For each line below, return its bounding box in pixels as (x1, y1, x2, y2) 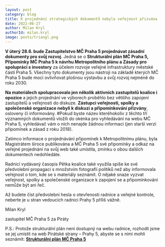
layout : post (5, 7, 32, 12)
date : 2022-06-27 (5, 21, 41, 26)
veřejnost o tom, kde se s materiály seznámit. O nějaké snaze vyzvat (5, 171, 144, 177)
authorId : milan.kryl (5, 30, 50, 35)
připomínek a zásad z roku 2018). (5, 126, 73, 132)
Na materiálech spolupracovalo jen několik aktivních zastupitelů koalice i (5, 89, 158, 95)
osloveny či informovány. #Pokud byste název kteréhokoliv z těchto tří (5, 110, 148, 116)
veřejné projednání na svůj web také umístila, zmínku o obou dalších (5, 146, 144, 152)
